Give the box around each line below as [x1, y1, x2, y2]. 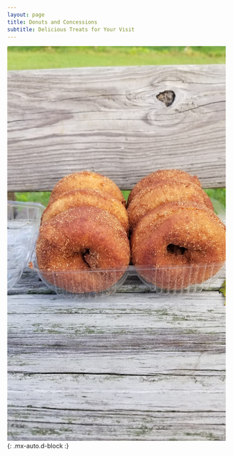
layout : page [7, 11, 45, 18]
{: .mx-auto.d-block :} [7, 442, 69, 450]
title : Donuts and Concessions [7, 18, 98, 26]
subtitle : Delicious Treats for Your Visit [7, 26, 135, 33]
